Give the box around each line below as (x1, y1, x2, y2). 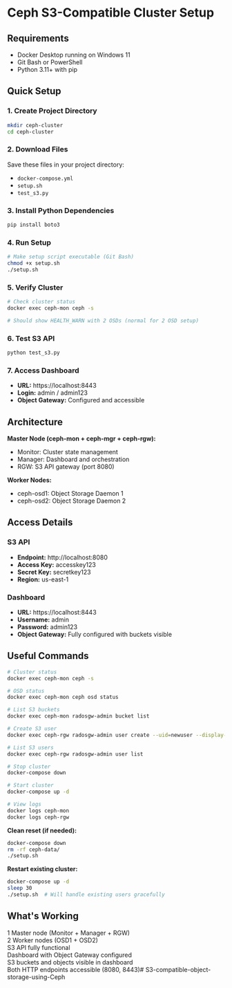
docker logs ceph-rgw (7, 814, 70, 821)
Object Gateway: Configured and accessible (17, 396, 145, 404)
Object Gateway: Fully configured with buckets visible (17, 631, 173, 639)
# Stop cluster (7, 763, 51, 770)
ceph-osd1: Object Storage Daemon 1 (17, 490, 124, 498)
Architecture (7, 416, 64, 428)
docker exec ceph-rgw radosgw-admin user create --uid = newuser (7, 731, 193, 738)
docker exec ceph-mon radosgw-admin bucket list (7, 713, 150, 720)
